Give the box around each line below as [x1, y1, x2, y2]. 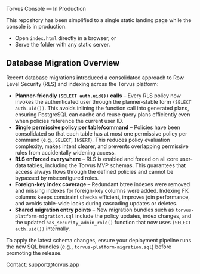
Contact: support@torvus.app [6, 261, 79, 268]
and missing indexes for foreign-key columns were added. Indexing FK [14, 187, 189, 194]
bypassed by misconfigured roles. [14, 174, 99, 181]
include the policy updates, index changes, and [75, 212, 192, 220]
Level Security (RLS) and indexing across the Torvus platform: [6, 80, 159, 87]
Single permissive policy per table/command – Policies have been [14, 124, 180, 131]
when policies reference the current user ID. [14, 117, 124, 124]
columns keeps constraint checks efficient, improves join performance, [14, 193, 190, 201]
